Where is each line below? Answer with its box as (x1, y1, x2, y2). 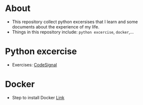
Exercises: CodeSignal (12, 62, 57, 67)
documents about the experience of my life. (12, 24, 99, 29)
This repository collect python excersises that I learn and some (12, 19, 138, 25)
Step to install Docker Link (12, 94, 64, 100)
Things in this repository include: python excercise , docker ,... (12, 29, 134, 35)
